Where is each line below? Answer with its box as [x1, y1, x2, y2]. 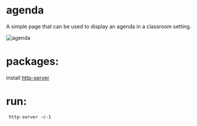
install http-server [6, 74, 50, 81]
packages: [6, 55, 59, 68]
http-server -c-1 [8, 114, 51, 120]
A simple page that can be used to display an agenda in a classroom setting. [6, 23, 192, 30]
